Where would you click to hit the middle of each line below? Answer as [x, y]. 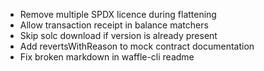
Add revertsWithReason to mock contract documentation [137, 46]
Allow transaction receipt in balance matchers [114, 25]
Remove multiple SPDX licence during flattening [118, 14]
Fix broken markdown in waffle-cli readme [107, 57]
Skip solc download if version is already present [118, 35]
